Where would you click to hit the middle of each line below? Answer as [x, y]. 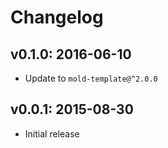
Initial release [52, 133]
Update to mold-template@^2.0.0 [91, 78]
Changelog [57, 17]
